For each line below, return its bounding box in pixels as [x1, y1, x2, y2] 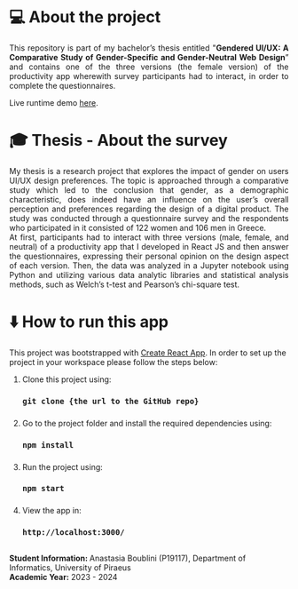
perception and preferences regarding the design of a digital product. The [9, 203, 289, 214]
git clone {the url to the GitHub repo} [21, 396, 200, 406]
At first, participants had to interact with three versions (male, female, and [9, 232, 289, 243]
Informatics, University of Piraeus [9, 561, 131, 573]
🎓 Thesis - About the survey [9, 131, 228, 151]
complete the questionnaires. [9, 80, 116, 91]
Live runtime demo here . [9, 97, 99, 107]
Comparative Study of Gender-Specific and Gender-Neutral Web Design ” [9, 52, 289, 62]
